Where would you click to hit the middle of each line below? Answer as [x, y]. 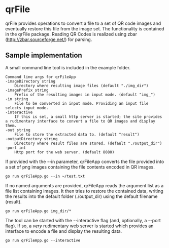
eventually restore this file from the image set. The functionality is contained [85, 28]
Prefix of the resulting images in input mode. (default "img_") [85, 95]
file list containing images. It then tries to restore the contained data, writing [84, 191]
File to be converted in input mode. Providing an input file [81, 103]
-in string [17, 99]
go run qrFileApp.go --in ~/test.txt [45, 176]
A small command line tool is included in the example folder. [68, 67]
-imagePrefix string [27, 90]
